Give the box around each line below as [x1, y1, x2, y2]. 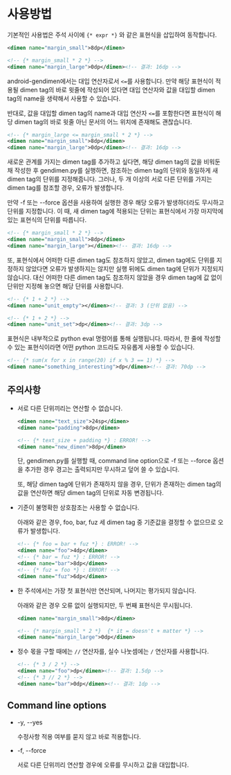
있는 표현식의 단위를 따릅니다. [7, 216, 87, 224]
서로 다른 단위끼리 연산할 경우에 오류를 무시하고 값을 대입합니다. [17, 760, 189, 769]
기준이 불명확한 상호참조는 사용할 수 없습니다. [17, 503, 140, 512]
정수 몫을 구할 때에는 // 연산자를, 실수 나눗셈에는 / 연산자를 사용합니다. [17, 647, 210, 656]
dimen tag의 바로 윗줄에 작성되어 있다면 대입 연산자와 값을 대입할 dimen [19, 85, 216, 94]
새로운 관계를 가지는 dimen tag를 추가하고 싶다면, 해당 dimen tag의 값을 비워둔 [7, 157, 221, 166]
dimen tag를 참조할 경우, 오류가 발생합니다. [7, 184, 124, 192]
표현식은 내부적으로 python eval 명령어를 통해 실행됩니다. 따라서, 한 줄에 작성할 [7, 334, 221, 343]
